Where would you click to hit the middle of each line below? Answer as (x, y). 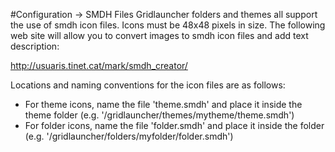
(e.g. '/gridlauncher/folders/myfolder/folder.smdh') (129, 136)
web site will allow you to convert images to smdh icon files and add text (159, 35)
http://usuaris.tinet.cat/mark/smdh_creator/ (99, 65)
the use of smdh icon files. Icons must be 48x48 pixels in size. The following (168, 25)
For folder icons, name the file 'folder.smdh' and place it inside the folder (174, 125)
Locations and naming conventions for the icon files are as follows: (148, 85)
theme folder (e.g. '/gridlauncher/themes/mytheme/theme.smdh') (159, 115)
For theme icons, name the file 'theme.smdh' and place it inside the (163, 104)
